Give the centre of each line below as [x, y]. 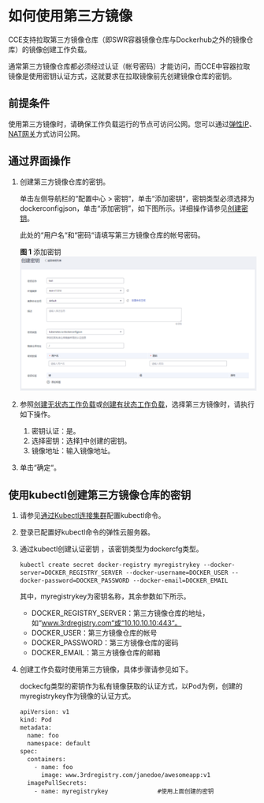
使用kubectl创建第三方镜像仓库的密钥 [100, 495]
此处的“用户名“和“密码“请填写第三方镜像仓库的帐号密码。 [112, 235]
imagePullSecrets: [57, 783]
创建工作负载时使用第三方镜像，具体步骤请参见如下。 [106, 670]
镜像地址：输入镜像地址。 [73, 451]
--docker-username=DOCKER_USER [177, 573]
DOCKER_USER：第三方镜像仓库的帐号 [94, 633]
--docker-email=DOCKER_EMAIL [180, 581]
